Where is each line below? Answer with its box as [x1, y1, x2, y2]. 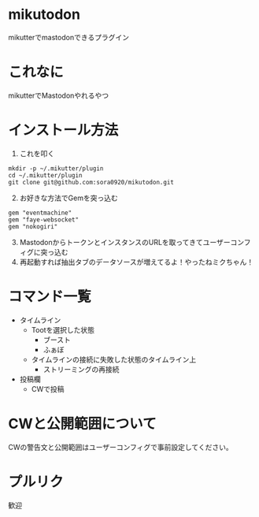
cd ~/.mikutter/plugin [8, 171, 83, 179]
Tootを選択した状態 [31, 325, 94, 334]
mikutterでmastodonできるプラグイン [8, 32, 130, 42]
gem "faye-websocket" [8, 215, 80, 224]
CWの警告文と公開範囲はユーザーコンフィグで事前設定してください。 [8, 442, 234, 452]
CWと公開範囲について [8, 415, 157, 433]
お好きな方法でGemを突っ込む [19, 193, 118, 203]
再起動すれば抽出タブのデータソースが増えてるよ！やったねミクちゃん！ [19, 257, 254, 266]
